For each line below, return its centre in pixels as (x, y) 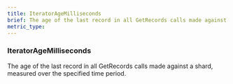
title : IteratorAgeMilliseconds (54, 14)
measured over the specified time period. (67, 73)
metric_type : (26, 26)
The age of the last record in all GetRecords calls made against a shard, (110, 66)
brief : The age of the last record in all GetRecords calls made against (117, 20)
